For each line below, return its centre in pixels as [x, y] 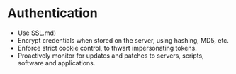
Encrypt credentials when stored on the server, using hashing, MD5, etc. [123, 40]
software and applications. [56, 63]
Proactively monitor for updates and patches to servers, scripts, [111, 55]
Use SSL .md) [37, 33]
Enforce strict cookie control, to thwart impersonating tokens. [107, 48]
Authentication [52, 13]
